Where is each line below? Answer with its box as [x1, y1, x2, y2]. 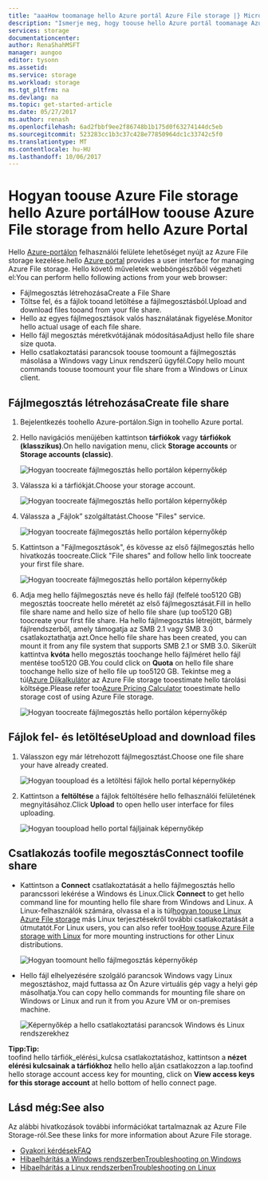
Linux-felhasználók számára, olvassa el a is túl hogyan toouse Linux [19, 906, 242, 915]
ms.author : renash [8, 116, 69, 124]
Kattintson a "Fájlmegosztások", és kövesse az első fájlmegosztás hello [19, 543, 255, 551]
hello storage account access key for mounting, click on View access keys [8, 1069, 255, 1079]
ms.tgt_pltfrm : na [8, 85, 69, 94]
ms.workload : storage [8, 78, 81, 86]
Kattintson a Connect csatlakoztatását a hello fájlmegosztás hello [19, 880, 235, 890]
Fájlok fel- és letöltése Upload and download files [8, 731, 256, 744]
